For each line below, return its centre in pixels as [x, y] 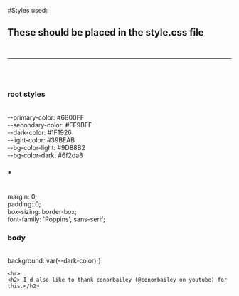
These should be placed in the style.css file [106, 32]
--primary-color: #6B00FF [46, 117]
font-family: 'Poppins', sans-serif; [56, 219]
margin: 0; [22, 196]
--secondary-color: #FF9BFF [50, 125]
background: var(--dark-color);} [54, 261]
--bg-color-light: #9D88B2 [46, 147]
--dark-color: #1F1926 [40, 132]
